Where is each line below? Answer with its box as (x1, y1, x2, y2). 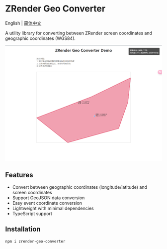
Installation (5, 225, 41, 234)
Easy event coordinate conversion (12, 200, 83, 206)
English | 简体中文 (5, 20, 42, 26)
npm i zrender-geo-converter (5, 239, 66, 244)
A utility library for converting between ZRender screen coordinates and (5, 30, 153, 36)
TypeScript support (12, 210, 52, 217)
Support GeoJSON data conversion (12, 195, 85, 201)
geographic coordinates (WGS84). (5, 35, 76, 41)
